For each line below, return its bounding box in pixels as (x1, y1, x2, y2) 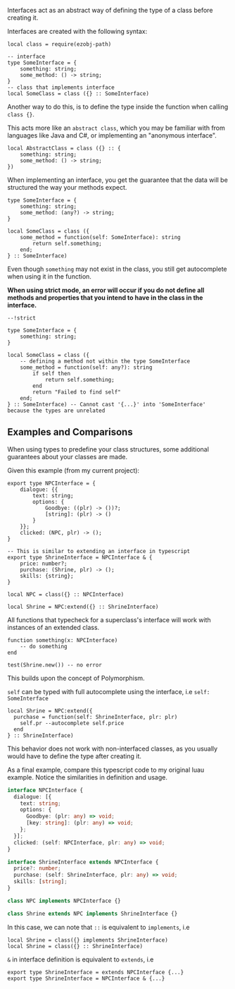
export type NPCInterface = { (7, 480, 96, 487)
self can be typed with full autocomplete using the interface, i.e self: (7, 687, 210, 696)
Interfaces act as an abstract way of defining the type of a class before (7, 6, 213, 14)
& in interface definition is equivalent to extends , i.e (7, 955, 154, 964)
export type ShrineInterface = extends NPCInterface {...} (7, 969, 184, 976)
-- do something (20, 643, 68, 650)
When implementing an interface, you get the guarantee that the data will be (7, 176, 229, 184)
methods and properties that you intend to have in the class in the (7, 293, 203, 302)
